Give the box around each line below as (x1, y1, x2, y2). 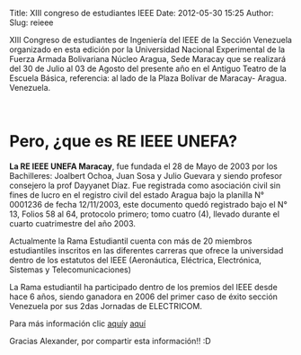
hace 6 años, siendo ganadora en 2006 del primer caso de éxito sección (9, 291, 279, 302)
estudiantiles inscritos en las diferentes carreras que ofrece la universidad (9, 244, 284, 255)
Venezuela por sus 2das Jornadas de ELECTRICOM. (9, 300, 202, 311)
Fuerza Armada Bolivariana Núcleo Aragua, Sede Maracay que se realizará (9, 54, 286, 64)
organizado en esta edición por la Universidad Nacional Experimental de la (9, 44, 286, 55)
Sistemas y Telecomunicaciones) (9, 264, 132, 275)
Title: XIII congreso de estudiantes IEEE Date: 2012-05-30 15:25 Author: (9, 8, 274, 18)
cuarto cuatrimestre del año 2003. (9, 217, 137, 228)
